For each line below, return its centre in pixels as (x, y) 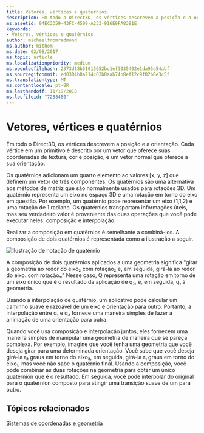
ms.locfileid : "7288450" (38, 97)
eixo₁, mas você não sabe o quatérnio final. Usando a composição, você (97, 364)
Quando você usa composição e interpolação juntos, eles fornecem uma (97, 331)
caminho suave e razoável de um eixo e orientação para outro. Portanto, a (99, 306)
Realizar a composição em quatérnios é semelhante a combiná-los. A (93, 232)
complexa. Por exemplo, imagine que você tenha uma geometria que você (99, 344)
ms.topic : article (29, 57)
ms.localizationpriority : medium (49, 63)
